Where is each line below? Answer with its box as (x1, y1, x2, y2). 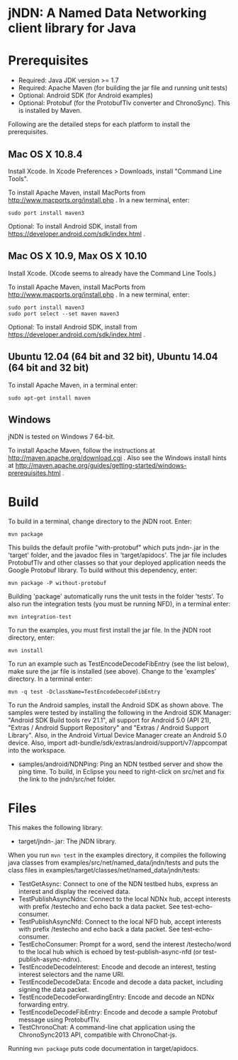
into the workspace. (8, 746, 67, 755)
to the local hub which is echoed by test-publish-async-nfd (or (18, 948, 202, 956)
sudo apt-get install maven (8, 394, 91, 402)
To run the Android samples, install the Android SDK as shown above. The (8, 701, 224, 709)
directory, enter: (8, 633, 55, 642)
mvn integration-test (8, 613, 72, 621)
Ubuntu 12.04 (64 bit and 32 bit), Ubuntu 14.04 (8, 351, 218, 363)
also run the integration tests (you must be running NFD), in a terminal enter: (8, 600, 231, 608)
